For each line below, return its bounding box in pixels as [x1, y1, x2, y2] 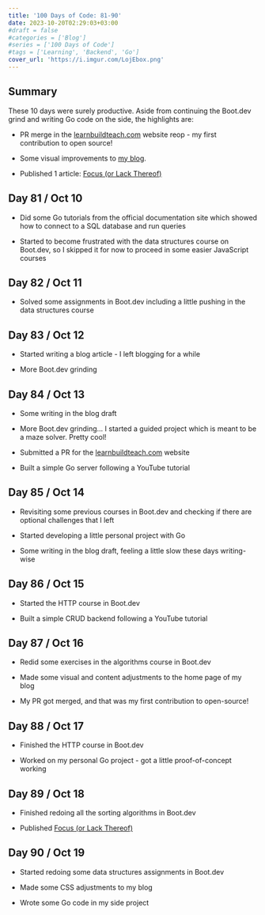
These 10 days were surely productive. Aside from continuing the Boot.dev [8, 106, 252, 115]
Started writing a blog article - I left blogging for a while [19, 350, 200, 359]
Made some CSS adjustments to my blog [19, 883, 153, 892]
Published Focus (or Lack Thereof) [19, 823, 133, 833]
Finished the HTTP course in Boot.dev [19, 740, 144, 750]
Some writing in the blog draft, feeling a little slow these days [19, 546, 219, 555]
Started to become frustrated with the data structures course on [19, 236, 229, 246]
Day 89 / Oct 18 [8, 787, 85, 800]
